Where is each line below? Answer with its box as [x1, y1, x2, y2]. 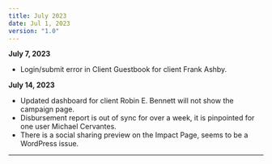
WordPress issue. [19, 139, 79, 149]
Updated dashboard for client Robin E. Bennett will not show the [19, 96, 234, 106]
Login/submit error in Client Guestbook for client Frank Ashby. [19, 65, 227, 74]
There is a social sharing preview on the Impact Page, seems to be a [19, 130, 249, 140]
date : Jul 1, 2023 [8, 19, 70, 27]
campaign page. [19, 104, 75, 114]
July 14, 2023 [8, 80, 55, 90]
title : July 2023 [8, 11, 67, 20]
